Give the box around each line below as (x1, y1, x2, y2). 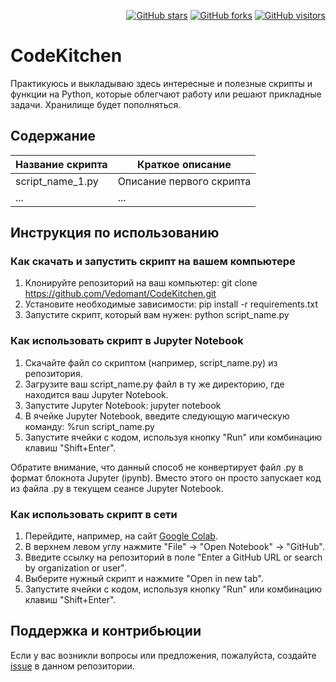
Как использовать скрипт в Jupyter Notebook (10, 334, 244, 348)
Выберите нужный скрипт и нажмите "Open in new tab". (24, 573, 264, 585)
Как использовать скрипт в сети (10, 507, 178, 521)
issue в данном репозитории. (10, 660, 135, 672)
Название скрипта (15, 157, 108, 171)
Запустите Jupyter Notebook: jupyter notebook (24, 399, 222, 411)
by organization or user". (24, 562, 127, 574)
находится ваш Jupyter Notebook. (24, 388, 169, 400)
